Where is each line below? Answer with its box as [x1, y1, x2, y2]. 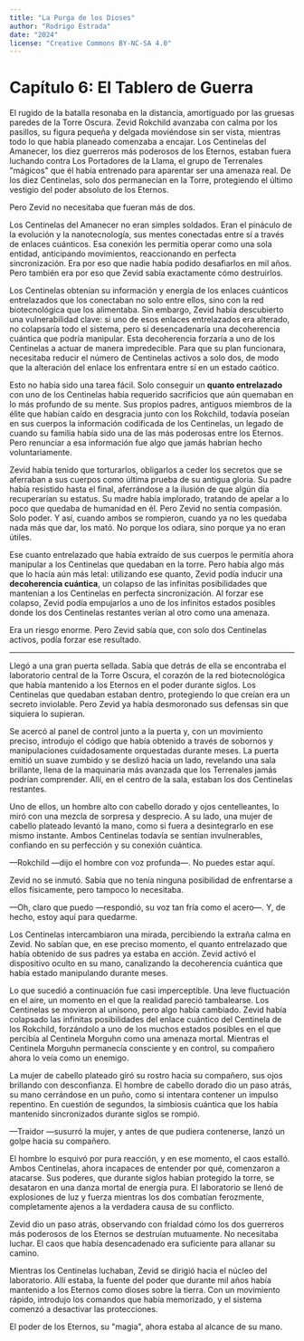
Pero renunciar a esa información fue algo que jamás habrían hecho [9, 437, 262, 448]
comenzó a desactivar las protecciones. [9, 1304, 158, 1315]
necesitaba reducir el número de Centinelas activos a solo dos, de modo [9, 352, 280, 363]
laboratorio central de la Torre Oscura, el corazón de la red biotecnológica [9, 670, 286, 681]
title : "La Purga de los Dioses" [9, 13, 136, 23]
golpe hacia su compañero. [9, 1135, 111, 1146]
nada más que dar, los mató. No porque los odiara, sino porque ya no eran [9, 522, 287, 533]
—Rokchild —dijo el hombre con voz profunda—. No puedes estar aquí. [9, 857, 276, 868]
